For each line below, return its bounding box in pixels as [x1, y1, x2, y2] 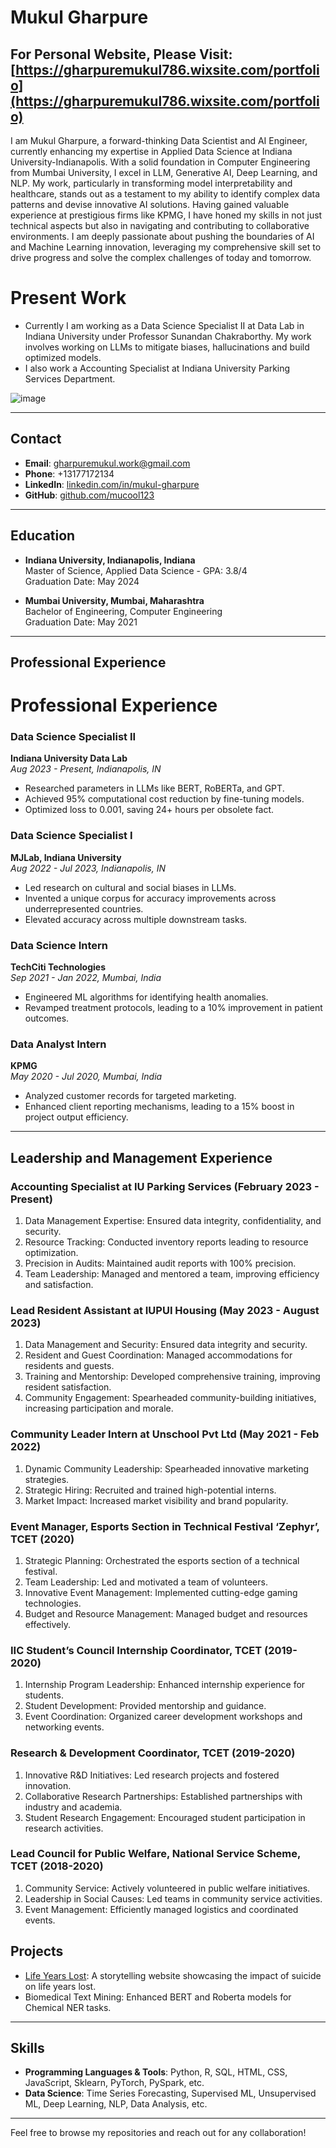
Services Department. [24, 372, 116, 385]
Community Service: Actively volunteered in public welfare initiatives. [24, 1882, 311, 1894]
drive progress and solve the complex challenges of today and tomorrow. [10, 252, 312, 263]
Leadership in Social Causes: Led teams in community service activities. [24, 1892, 323, 1905]
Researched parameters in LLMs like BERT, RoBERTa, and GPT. [24, 782, 285, 795]
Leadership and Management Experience [10, 1149, 273, 1166]
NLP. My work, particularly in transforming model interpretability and [10, 177, 293, 189]
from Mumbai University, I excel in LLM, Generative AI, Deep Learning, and [10, 167, 318, 178]
